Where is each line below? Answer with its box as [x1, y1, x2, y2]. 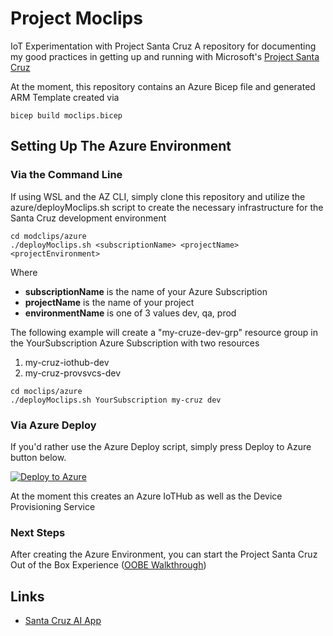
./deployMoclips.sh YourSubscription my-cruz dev [10, 395, 222, 405]
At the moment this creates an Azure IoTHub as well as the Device [10, 490, 283, 502]
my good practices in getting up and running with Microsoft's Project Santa [10, 50, 320, 62]
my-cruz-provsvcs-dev [24, 367, 122, 379]
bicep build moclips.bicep [10, 110, 123, 121]
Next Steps [10, 525, 66, 539]
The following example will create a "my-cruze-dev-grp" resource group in [10, 326, 318, 338]
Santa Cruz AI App [24, 615, 102, 627]
